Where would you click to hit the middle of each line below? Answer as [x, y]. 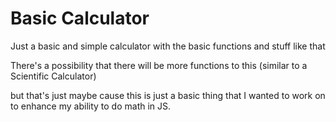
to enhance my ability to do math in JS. [91, 106]
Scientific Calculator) [53, 76]
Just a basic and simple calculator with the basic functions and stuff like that [168, 46]
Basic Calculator [80, 18]
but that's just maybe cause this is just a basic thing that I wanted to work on [168, 95]
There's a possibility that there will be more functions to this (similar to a [159, 65]
